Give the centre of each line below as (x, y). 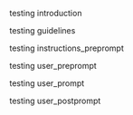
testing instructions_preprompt (67, 48)
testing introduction (46, 13)
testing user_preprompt (53, 66)
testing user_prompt (47, 83)
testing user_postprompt (55, 101)
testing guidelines (43, 30)
